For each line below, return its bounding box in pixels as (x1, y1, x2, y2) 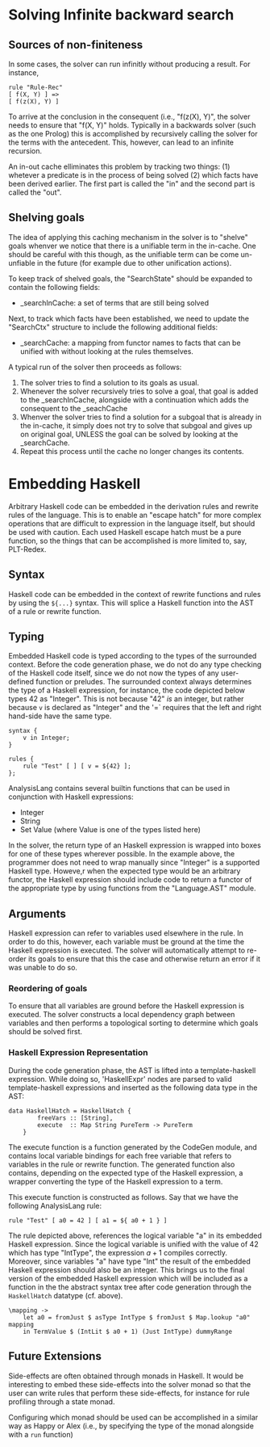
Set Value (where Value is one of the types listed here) (19, 825, 201, 835)
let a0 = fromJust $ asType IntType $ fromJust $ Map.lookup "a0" (23, 1313, 251, 1322)
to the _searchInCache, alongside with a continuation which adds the (19, 394, 250, 405)
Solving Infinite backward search (8, 6, 235, 24)
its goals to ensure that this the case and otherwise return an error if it (27, 954, 260, 964)
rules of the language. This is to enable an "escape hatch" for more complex (8, 510, 262, 519)
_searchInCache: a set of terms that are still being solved (19, 297, 210, 308)
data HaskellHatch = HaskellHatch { (8, 1107, 131, 1115)
